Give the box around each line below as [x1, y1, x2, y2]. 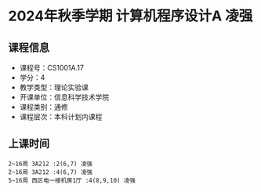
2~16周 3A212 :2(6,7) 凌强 [8, 160, 92, 168]
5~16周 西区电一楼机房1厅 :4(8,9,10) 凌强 [8, 176, 136, 184]
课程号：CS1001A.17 [19, 63, 85, 72]
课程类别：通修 [19, 103, 68, 111]
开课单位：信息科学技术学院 [19, 92, 110, 102]
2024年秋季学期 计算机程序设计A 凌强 [8, 7, 253, 25]
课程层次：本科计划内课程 [19, 112, 103, 121]
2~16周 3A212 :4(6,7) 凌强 [8, 168, 92, 176]
